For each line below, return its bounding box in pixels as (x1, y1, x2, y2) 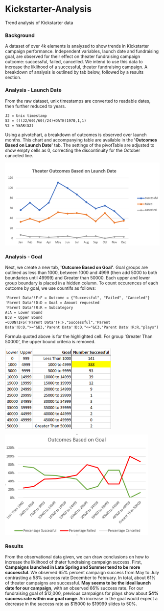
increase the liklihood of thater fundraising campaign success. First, (5, 559, 142, 565)
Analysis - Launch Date (5, 87, 62, 94)
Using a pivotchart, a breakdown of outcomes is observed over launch (5, 132, 147, 138)
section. (5, 75, 22, 81)
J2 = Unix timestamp (5, 113, 47, 118)
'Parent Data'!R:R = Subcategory (5, 305, 73, 310)
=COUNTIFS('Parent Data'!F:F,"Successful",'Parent (5, 320, 111, 325)
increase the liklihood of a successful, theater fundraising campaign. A (5, 64, 148, 70)
